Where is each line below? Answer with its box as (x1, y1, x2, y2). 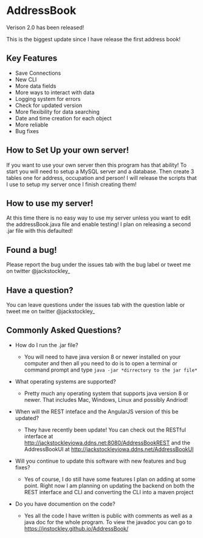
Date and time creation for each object (15, 114, 112, 122)
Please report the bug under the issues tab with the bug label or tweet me (6, 261, 191, 268)
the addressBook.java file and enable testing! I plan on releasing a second (6, 221, 191, 228)
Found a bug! (6, 244, 57, 255)
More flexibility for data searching (15, 108, 100, 116)
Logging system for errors (15, 95, 81, 102)
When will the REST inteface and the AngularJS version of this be (15, 408, 179, 415)
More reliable (15, 121, 49, 128)
